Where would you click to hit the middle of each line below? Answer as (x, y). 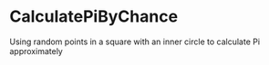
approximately (36, 51)
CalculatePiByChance (94, 17)
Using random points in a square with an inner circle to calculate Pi (135, 42)
